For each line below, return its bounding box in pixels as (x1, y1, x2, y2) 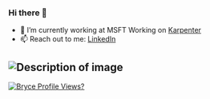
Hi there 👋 (8, 7, 48, 18)
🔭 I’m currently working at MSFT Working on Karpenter (19, 26, 202, 35)
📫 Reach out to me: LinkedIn (19, 34, 116, 44)
